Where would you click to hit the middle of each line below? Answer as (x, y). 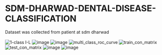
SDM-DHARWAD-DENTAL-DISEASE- (81, 8)
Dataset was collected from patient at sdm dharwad (57, 32)
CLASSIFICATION (41, 19)
